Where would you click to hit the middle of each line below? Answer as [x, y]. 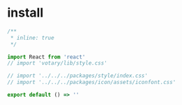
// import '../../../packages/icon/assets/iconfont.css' [92, 82]
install [25, 13]
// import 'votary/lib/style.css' [58, 63]
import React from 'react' [46, 57]
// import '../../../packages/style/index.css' [78, 76]
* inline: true [32, 38]
